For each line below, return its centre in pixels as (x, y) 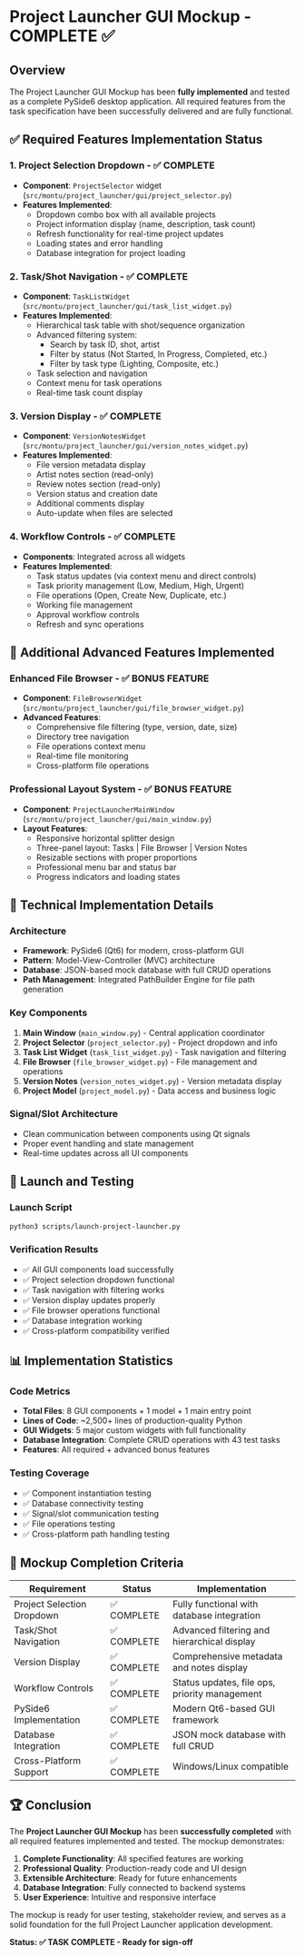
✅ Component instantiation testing (87, 1493)
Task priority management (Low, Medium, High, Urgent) (140, 585)
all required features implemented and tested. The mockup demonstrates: (147, 1842)
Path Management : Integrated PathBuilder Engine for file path (139, 980)
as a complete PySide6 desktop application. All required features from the (148, 101)
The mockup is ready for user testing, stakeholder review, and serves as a (148, 1915)
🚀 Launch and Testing (72, 1182)
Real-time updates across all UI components (105, 1153)
